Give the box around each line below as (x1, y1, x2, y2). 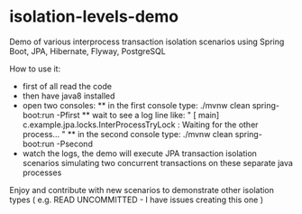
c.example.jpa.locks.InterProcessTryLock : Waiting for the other (22, 119, 259, 130)
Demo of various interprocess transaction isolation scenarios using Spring (9, 36, 285, 47)
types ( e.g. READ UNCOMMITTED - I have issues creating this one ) (9, 194, 264, 205)
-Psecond (56, 138, 93, 149)
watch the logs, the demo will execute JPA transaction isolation (22, 147, 257, 159)
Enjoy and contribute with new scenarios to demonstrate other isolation (9, 184, 275, 195)
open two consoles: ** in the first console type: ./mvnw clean (22, 99, 251, 110)
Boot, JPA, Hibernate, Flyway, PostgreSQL (9, 45, 167, 56)
